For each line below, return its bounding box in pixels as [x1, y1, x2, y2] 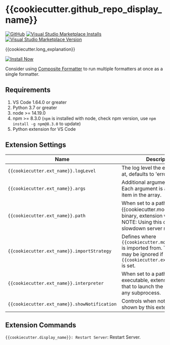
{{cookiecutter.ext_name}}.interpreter [8, 280, 104, 286]
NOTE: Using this [121, 218, 162, 225]
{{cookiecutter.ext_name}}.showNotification [8, 301, 117, 307]
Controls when [121, 297, 157, 304]
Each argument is [121, 185, 163, 192]
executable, [121, 276, 149, 283]
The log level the [121, 164, 161, 171]
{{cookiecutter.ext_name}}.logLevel [8, 168, 96, 174]
